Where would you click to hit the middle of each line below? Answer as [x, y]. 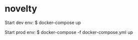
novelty [21, 9]
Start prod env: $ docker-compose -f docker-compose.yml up [69, 32]
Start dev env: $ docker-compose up [43, 22]
